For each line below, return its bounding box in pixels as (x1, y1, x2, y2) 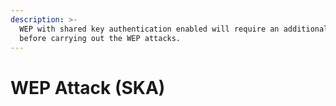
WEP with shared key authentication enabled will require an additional (19, 24, 329, 34)
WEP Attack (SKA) (10, 76, 166, 99)
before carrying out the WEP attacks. (19, 33, 182, 43)
